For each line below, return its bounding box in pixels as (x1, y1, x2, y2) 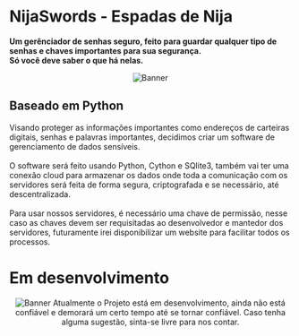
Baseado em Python (9, 99, 124, 114)
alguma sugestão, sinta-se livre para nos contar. (61, 316, 240, 327)
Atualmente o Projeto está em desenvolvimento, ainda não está (52, 297, 286, 308)
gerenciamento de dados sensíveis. (9, 141, 141, 151)
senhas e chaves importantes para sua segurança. (9, 45, 201, 56)
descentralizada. (9, 188, 72, 199)
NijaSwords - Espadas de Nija (9, 6, 233, 27)
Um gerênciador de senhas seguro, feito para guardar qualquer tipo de (9, 36, 278, 47)
